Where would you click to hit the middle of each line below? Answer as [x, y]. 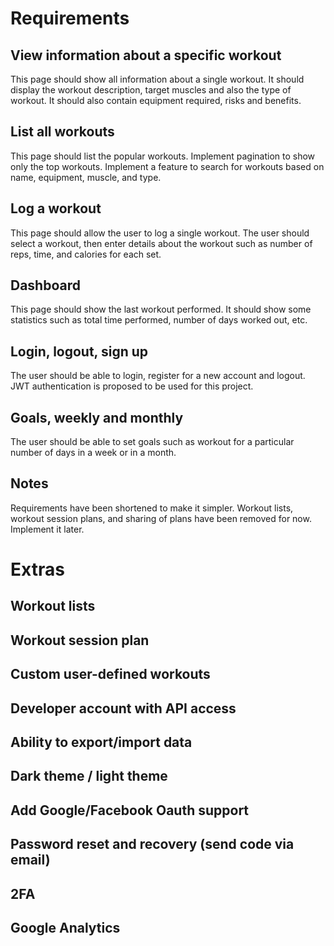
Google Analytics [65, 927]
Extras [37, 569]
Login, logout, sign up [79, 351]
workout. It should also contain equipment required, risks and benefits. [156, 100]
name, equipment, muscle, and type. [86, 177]
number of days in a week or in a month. [93, 453]
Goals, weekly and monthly [97, 417]
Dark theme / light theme [89, 776]
